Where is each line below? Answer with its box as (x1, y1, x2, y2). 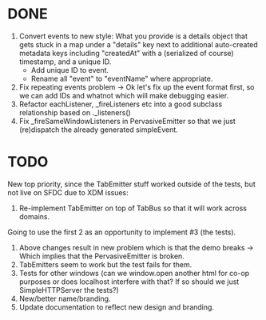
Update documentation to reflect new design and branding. (18, 302, 215, 312)
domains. (18, 211, 50, 221)
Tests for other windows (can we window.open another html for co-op (18, 268, 250, 278)
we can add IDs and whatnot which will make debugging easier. (18, 90, 229, 100)
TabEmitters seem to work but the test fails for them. (18, 259, 193, 269)
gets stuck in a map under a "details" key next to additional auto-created (18, 39, 259, 49)
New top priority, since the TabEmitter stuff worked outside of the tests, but (7, 179, 256, 189)
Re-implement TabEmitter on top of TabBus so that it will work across (18, 203, 247, 213)
